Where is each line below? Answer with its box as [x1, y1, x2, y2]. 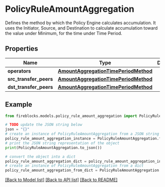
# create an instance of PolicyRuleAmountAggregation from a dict [5, 163, 144, 168]
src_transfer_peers [7, 75, 53, 82]
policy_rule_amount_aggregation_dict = [5, 159, 87, 164]
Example [5, 100, 32, 109]
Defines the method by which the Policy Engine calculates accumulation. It [5, 20, 156, 26]
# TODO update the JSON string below [5, 122, 82, 127]
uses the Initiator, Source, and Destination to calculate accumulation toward [5, 25, 158, 31]
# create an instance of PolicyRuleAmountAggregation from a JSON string [5, 132, 160, 137]
